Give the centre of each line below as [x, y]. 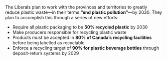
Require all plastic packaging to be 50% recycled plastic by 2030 [80, 27]
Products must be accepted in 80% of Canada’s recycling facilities [82, 37]
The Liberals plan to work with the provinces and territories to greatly [76, 7]
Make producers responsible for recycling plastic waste [69, 32]
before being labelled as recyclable [48, 43]
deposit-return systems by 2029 [46, 53]
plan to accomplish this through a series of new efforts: [62, 17]
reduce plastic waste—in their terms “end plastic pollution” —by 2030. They [84, 12]
